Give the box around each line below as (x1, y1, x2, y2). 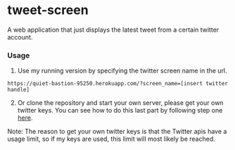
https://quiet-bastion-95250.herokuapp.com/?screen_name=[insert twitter (7, 80, 229, 87)
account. (7, 32, 33, 41)
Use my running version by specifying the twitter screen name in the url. (17, 66, 227, 75)
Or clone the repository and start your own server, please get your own (17, 99, 224, 107)
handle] (7, 87, 30, 94)
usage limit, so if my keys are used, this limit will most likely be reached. (7, 135, 216, 143)
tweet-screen (7, 2, 89, 18)
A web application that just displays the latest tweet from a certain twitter (7, 25, 220, 34)
